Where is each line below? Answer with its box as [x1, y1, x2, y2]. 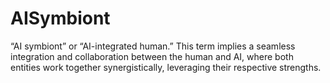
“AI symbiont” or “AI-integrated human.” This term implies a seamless [10, 40, 296, 52]
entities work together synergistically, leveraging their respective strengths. [10, 61, 322, 73]
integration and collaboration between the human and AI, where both [10, 50, 294, 62]
